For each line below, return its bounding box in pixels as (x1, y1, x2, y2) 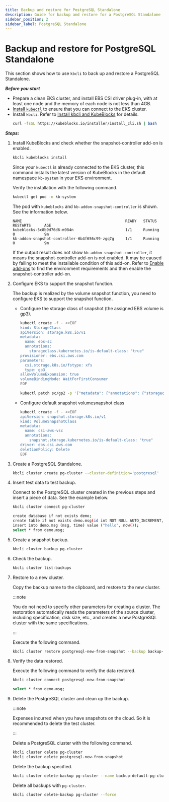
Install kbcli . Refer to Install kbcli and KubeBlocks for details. (12, 111, 139, 117)
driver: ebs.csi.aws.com (20, 442, 72, 447)
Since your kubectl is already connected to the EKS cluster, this (12, 164, 144, 170)
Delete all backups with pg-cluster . (12, 782, 87, 788)
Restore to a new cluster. (12, 574, 64, 580)
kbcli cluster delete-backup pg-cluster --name (12, 773, 114, 778)
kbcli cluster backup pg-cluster (12, 546, 83, 551)
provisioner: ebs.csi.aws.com (20, 353, 84, 358)
